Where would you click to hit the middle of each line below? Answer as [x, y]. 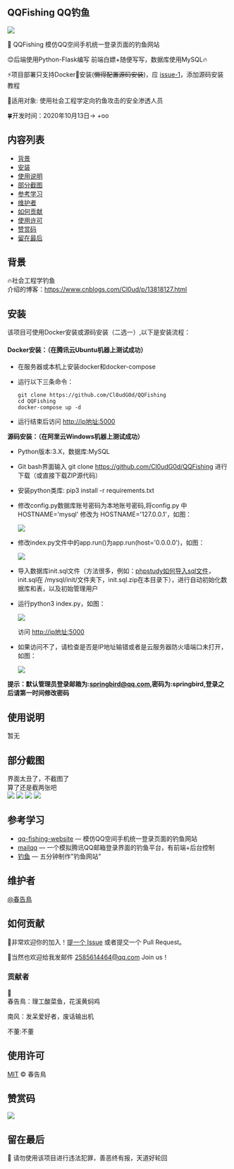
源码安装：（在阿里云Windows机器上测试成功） [75, 436]
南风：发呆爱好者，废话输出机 [50, 1016]
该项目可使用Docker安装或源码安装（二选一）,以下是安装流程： [99, 332]
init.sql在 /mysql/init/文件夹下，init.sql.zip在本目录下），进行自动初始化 [119, 580]
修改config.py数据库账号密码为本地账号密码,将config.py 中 [102, 506]
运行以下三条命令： [45, 382]
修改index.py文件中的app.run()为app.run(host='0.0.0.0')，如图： [111, 542]
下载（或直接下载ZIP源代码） [60, 475]
